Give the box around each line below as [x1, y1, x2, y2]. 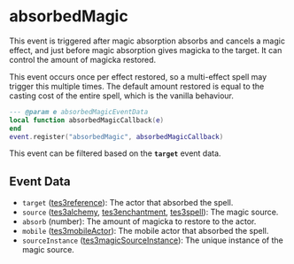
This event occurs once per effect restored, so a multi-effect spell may [9, 71, 267, 82]
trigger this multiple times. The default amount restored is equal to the [9, 81, 265, 91]
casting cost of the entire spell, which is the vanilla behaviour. [9, 90, 235, 101]
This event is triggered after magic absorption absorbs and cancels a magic [9, 35, 286, 46]
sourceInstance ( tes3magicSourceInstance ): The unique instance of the [21, 235, 283, 245]
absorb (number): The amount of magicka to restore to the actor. [21, 216, 257, 227]
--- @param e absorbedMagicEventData [9, 107, 149, 116]
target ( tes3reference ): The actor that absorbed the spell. [21, 198, 234, 208]
